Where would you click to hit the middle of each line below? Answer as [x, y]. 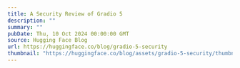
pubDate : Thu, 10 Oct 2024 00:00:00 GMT [69, 34]
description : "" [31, 21]
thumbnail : [24, 54]
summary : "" [25, 27]
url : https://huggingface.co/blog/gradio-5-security [87, 47]
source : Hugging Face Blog [47, 40]
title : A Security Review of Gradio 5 [65, 14]
